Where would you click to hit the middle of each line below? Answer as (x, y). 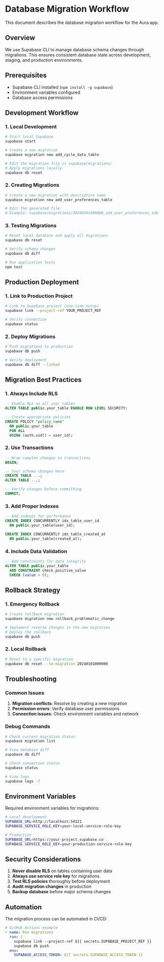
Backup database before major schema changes (61, 892)
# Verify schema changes (30, 249)
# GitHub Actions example (31, 928)
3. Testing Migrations (31, 225)
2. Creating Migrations (32, 185)
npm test (14, 267)
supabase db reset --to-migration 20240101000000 (57, 664)
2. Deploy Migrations (30, 336)
